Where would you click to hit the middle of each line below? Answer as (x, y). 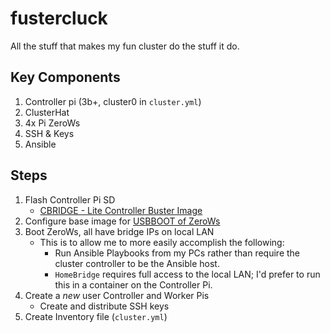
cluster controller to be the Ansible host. (137, 263)
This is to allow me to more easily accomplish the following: (162, 242)
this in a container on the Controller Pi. (133, 284)
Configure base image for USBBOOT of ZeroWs (122, 221)
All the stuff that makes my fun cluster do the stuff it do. (125, 46)
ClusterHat (47, 112)
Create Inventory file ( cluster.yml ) (96, 316)
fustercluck (59, 18)
